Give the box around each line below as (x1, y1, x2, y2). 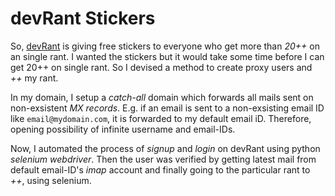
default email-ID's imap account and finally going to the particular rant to (10, 163, 311, 176)
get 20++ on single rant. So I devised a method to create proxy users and (10, 61, 313, 73)
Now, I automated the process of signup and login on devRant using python (10, 142, 321, 154)
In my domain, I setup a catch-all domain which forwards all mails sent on (10, 91, 314, 103)
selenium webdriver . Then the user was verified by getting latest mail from (10, 153, 317, 165)
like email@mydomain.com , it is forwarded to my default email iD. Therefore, (10, 112, 312, 124)
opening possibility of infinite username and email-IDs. (10, 123, 236, 135)
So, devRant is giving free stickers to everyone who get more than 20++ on (10, 40, 320, 52)
